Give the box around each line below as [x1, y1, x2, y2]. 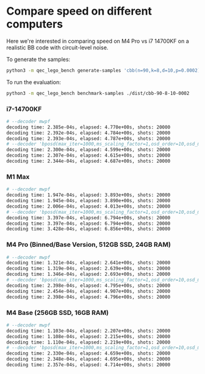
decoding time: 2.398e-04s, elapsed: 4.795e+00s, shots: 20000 [6, 282, 171, 289]
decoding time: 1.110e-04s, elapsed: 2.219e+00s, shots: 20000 [6, 339, 171, 345]
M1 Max [6, 172, 30, 181]
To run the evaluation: [6, 78, 61, 86]
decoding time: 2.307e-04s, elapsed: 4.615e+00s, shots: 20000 [6, 152, 171, 159]
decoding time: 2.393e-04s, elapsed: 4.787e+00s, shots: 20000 [6, 135, 171, 141]
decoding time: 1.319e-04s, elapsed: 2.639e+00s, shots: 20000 [6, 266, 171, 272]
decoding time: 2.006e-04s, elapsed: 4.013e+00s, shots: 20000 [6, 203, 171, 210]
